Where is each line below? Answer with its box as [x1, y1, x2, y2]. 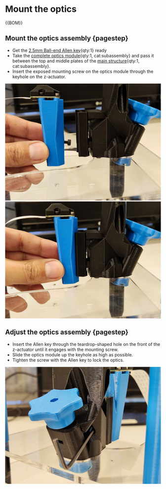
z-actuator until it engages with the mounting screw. [12, 346, 119, 352]
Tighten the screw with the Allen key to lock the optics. [12, 357, 124, 363]
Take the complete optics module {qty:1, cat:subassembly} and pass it [12, 52, 154, 58]
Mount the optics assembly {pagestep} [5, 34, 128, 43]
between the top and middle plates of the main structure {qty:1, [12, 58, 140, 64]
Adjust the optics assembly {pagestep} [5, 328, 128, 337]
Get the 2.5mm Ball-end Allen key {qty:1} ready [12, 47, 107, 53]
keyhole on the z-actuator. [12, 73, 66, 80]
